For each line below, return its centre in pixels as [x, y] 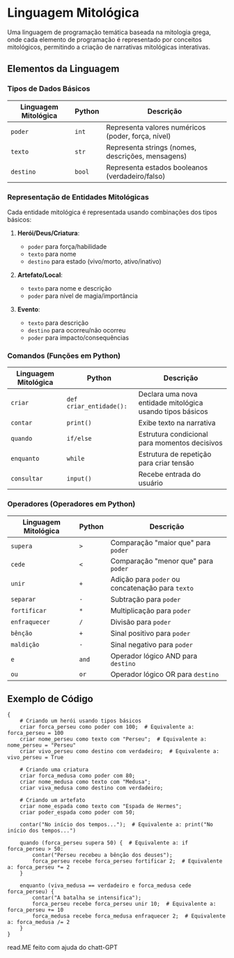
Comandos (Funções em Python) [64, 356]
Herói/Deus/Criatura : [48, 233]
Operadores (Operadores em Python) [71, 504]
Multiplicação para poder [151, 610]
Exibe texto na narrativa [177, 423]
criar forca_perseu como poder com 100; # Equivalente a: [107, 727]
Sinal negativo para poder [152, 644]
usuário [151, 483]
